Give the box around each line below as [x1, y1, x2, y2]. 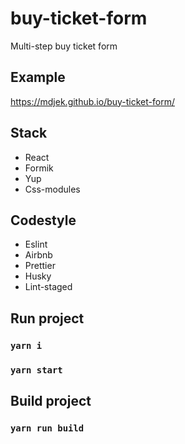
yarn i [10, 340, 43, 351]
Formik [24, 162, 54, 174]
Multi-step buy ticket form [10, 40, 118, 52]
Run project [10, 310, 85, 327]
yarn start [10, 364, 63, 376]
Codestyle [10, 212, 77, 229]
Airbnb [24, 249, 53, 261]
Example [10, 69, 66, 86]
